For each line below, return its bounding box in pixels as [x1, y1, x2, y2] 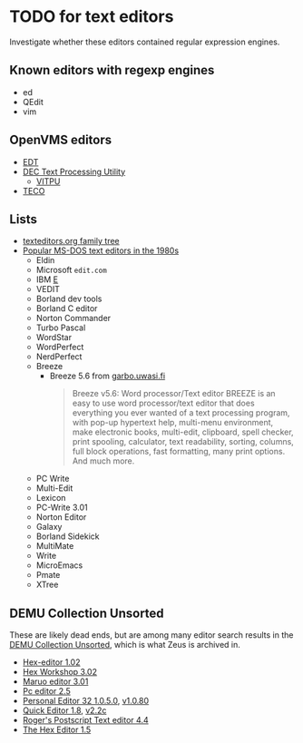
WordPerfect [35, 342, 84, 353]
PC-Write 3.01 [35, 502, 88, 513]
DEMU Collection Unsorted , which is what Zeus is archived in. [9, 640, 240, 650]
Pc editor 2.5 [22, 686, 71, 697]
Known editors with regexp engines [9, 63, 215, 78]
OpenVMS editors [9, 132, 112, 148]
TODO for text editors [9, 6, 174, 27]
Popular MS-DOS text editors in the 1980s [22, 245, 180, 256]
